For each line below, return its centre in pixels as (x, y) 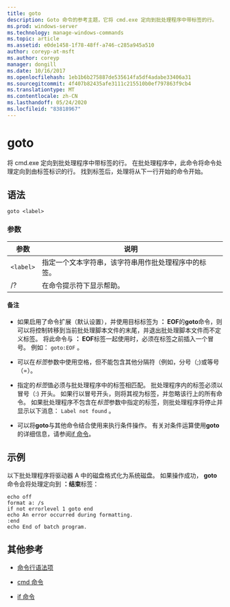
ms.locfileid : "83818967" (44, 109)
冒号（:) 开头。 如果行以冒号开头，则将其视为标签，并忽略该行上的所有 (117, 394)
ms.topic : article (33, 39)
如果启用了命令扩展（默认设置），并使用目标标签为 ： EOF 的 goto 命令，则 (119, 322)
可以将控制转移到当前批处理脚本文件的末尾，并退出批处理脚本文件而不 (116, 330)
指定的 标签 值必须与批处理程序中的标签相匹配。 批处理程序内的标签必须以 (120, 385)
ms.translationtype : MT (41, 90)
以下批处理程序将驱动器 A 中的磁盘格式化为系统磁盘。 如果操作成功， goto (112, 475)
